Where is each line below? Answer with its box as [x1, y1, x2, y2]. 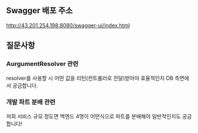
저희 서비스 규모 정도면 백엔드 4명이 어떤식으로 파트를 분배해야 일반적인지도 [6, 112, 181, 120]
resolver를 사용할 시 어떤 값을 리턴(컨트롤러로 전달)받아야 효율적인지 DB [6, 74, 174, 81]
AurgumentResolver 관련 [6, 60, 79, 68]
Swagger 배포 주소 [6, 5, 73, 16]
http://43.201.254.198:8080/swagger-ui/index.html [6, 21, 130, 28]
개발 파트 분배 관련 [6, 98, 56, 106]
